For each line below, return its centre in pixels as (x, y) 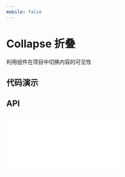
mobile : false (24, 12)
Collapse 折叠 (41, 44)
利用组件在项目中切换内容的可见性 (49, 62)
